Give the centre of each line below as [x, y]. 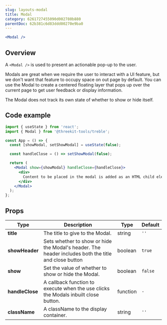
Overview [21, 53]
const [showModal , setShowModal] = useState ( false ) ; [65, 145]
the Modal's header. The [72, 247]
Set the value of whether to [75, 268]
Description [78, 225]
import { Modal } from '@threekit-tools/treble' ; [58, 131]
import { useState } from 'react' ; [42, 127]
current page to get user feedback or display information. [64, 90]
